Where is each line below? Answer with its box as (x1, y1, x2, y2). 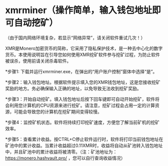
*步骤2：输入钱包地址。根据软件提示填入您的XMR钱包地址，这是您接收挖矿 (5, 79, 160, 85)
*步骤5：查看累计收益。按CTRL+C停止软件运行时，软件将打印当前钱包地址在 (5, 136, 163, 142)
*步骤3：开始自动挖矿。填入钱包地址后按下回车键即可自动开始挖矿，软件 (5, 96, 155, 102)
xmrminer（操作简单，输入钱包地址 (5, 5, 152, 16)
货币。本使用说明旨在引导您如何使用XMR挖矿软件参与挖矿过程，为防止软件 (5, 51, 160, 58)
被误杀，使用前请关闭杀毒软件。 (5, 58, 71, 64)
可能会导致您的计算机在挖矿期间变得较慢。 (14, 108, 102, 114)
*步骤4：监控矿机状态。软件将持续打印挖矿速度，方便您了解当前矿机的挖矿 (5, 119, 160, 125)
